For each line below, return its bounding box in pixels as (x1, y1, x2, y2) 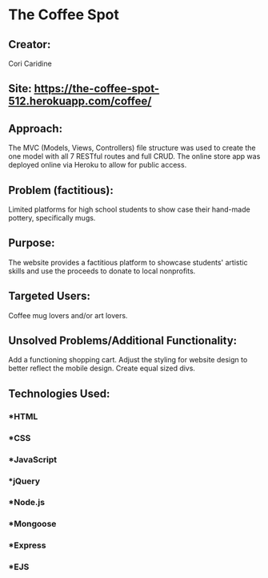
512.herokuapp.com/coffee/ (8, 95, 152, 108)
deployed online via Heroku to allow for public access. (8, 160, 187, 170)
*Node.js (8, 497, 46, 508)
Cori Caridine (8, 59, 52, 68)
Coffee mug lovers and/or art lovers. (8, 310, 128, 320)
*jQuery (8, 475, 40, 487)
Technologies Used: (8, 386, 110, 400)
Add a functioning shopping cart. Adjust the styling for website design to (8, 355, 248, 365)
